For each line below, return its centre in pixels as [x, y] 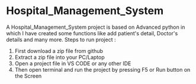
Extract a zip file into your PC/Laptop [60, 57]
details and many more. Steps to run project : [61, 39]
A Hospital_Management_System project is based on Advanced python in [96, 27]
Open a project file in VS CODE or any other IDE [73, 63]
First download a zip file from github [59, 51]
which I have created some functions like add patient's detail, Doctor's [92, 33]
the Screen [28, 76]
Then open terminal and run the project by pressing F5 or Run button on [102, 69]
